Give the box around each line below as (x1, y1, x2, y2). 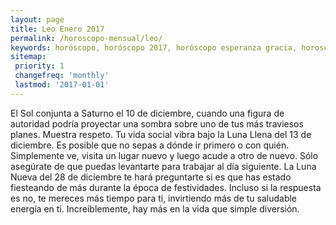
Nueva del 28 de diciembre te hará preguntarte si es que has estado (10, 171, 292, 183)
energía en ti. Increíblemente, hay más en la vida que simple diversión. (10, 202, 300, 215)
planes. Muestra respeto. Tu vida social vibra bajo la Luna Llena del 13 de (10, 128, 312, 140)
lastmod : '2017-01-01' (14, 80, 110, 90)
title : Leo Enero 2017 (10, 24, 105, 34)
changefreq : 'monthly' (14, 71, 110, 81)
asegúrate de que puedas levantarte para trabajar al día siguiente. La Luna (10, 160, 317, 172)
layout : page (10, 14, 65, 25)
